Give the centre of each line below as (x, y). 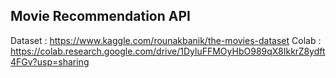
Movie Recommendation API (100, 16)
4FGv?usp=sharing (50, 61)
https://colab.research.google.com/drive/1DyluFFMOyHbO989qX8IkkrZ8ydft (168, 51)
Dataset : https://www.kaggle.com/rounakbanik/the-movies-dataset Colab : (166, 40)
